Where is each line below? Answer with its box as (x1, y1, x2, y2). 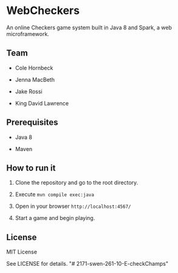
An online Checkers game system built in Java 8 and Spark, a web (6, 24, 172, 31)
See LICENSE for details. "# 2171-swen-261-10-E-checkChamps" (6, 260, 169, 268)
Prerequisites (6, 117, 58, 128)
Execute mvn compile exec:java (15, 191, 94, 198)
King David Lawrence (15, 99, 69, 107)
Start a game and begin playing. (15, 214, 95, 222)
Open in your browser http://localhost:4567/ (15, 202, 131, 210)
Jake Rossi (15, 88, 43, 95)
